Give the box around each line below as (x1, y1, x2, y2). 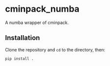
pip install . (5, 56, 34, 61)
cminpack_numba (5, 3, 80, 15)
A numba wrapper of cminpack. (5, 20, 69, 25)
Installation (5, 34, 40, 42)
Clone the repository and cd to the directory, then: (5, 46, 106, 52)
